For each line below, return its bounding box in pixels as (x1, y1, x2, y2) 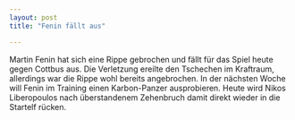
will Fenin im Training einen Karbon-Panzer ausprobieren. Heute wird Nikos (9, 82, 286, 93)
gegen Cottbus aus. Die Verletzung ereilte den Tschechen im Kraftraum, (9, 64, 274, 74)
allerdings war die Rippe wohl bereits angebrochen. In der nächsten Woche (9, 73, 286, 83)
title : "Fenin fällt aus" (9, 21, 105, 30)
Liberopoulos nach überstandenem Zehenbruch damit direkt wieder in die (9, 91, 281, 103)
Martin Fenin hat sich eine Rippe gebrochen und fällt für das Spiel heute (9, 54, 274, 64)
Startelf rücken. (9, 101, 67, 112)
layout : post (9, 13, 58, 22)
